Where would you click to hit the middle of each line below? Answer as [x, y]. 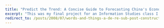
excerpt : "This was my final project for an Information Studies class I [82, 14]
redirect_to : [18, 18]
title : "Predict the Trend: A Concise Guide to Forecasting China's [76, 9]
